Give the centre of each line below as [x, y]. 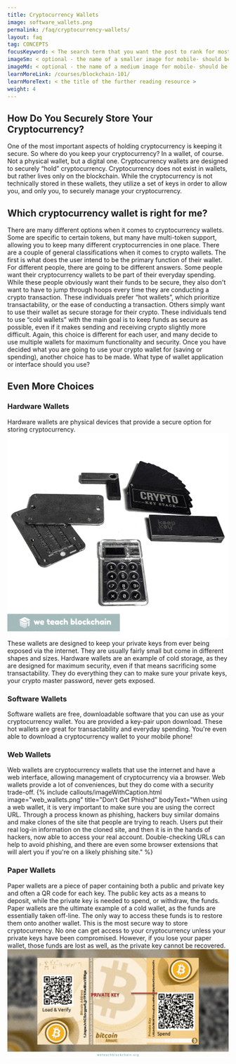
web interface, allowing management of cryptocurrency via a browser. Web [117, 777]
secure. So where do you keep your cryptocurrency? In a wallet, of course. [116, 154]
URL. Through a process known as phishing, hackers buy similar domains [113, 815]
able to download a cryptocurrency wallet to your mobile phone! [100, 737]
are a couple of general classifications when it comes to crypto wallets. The [117, 252]
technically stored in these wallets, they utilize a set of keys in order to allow [117, 183]
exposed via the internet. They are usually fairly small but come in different [116, 651]
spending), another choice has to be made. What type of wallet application [115, 357]
